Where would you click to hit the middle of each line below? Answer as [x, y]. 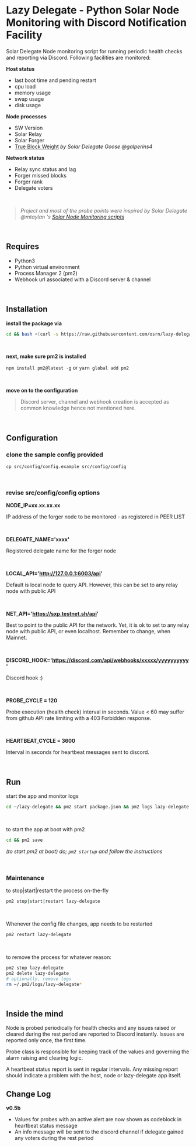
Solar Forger [29, 140]
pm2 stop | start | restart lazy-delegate [53, 902]
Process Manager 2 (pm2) [46, 273]
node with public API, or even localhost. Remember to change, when [88, 631]
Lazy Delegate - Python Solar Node [93, 10]
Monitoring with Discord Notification [96, 23]
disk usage [28, 105]
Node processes [26, 116]
